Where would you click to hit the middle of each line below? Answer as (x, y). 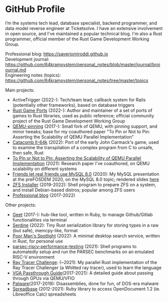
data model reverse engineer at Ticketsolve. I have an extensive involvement (84, 28)
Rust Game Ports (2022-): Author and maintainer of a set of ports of (82, 110)
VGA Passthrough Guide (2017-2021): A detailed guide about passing (83, 273)
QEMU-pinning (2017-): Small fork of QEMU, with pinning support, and (85, 126)
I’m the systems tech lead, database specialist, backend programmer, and (81, 23)
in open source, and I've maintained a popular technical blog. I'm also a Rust (84, 33)
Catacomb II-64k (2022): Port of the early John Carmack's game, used (85, 142)
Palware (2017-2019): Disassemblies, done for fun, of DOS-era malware (85, 284)
